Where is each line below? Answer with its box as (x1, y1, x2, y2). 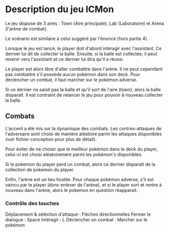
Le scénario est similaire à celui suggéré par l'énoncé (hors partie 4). (5, 35, 149, 42)
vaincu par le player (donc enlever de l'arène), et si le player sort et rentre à (5, 181, 162, 188)
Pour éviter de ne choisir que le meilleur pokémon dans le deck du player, (5, 146, 158, 152)
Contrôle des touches (5, 200, 60, 207)
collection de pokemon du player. (5, 166, 75, 173)
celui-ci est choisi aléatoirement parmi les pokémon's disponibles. (5, 151, 143, 158)
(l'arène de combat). (5, 25, 48, 31)
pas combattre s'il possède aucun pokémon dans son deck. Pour (5, 71, 140, 77)
